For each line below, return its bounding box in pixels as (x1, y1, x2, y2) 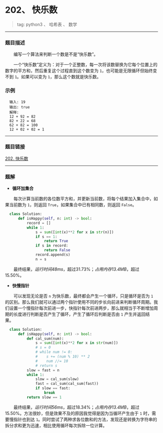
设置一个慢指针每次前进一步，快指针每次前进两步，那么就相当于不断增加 (9, 305, 154, 311)
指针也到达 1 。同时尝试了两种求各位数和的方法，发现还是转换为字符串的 (13, 416, 158, 422)
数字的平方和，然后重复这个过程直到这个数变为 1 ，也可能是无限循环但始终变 (5, 68, 158, 73)
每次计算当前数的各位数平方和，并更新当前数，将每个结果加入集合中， (14, 196, 154, 202)
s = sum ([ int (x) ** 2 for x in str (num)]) (35, 341, 118, 345)
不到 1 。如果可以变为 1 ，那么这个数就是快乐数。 (5, 74, 101, 80)
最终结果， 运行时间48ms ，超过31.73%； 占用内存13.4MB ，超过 (14, 266, 140, 272)
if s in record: (35, 243, 68, 248)
